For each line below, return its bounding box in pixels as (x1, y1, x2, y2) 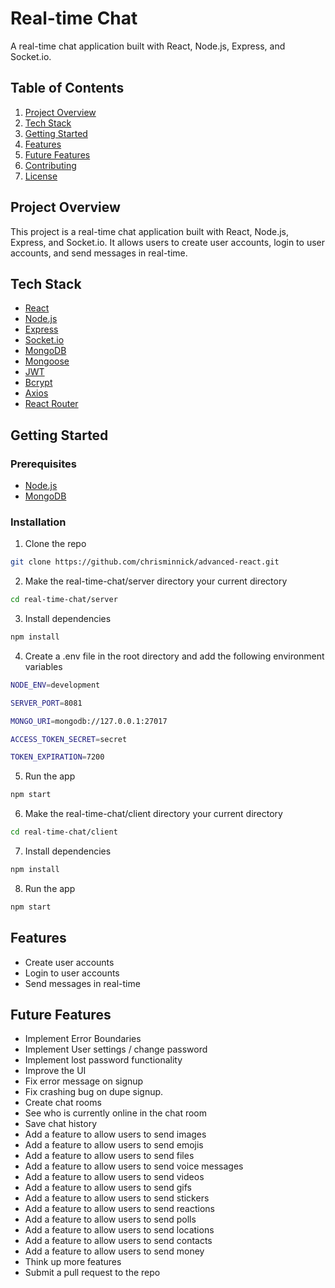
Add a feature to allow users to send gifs (24, 1182, 192, 1194)
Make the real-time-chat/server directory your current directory (24, 575, 288, 587)
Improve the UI (24, 1065, 87, 1077)
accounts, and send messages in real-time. (10, 247, 188, 259)
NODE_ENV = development (10, 680, 101, 690)
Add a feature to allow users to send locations (24, 1224, 215, 1236)
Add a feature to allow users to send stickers (24, 1192, 210, 1204)
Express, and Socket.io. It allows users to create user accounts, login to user (10, 236, 325, 248)
